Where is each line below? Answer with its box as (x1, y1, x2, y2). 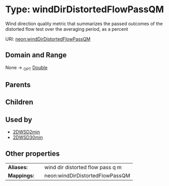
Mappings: (8, 172, 35, 179)
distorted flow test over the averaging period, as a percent (5, 26, 129, 32)
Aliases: (8, 163, 28, 171)
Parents (5, 80, 31, 89)
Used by (5, 115, 32, 124)
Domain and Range (5, 51, 67, 59)
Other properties (5, 149, 60, 158)
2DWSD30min (12, 134, 43, 140)
